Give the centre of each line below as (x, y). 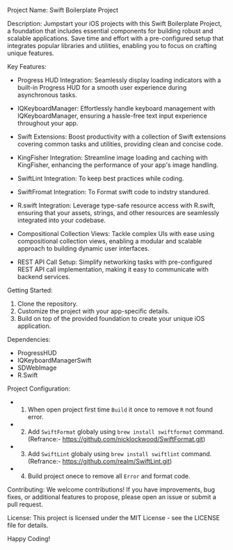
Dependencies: (29, 339)
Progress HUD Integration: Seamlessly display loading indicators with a (119, 80)
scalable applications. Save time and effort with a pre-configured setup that (115, 38)
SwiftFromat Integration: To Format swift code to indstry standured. (113, 192)
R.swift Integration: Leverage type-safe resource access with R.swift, (116, 205)
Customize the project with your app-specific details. (93, 311)
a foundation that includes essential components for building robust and (110, 31)
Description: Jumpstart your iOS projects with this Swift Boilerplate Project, (115, 23)
